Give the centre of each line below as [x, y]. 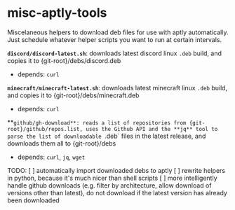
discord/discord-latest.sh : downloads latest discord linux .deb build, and [115, 53]
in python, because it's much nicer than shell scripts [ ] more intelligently [112, 178]
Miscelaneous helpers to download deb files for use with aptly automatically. [118, 32]
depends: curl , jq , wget [51, 157]
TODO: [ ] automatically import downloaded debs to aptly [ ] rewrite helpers [116, 170]
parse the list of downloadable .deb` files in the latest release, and [107, 136]
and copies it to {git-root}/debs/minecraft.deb [73, 95]
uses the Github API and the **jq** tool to [152, 129]
